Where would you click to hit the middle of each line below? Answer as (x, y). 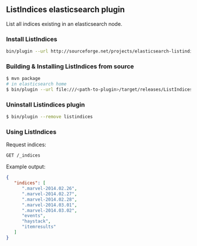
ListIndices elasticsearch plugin (65, 10)
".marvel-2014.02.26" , (49, 188)
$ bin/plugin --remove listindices (50, 117)
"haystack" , (36, 221)
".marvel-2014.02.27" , (49, 194)
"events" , (33, 216)
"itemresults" (39, 227)
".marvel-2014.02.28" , (49, 200)
